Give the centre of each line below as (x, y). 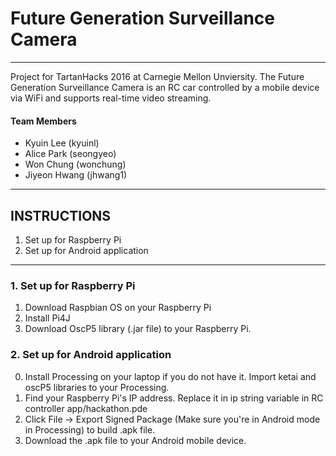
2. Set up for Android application (91, 355)
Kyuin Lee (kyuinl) (62, 143)
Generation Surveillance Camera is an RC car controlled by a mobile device (165, 87)
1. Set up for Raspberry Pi (73, 285)
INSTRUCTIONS (61, 215)
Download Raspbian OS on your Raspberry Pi (118, 308)
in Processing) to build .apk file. (90, 429)
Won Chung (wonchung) (75, 164)
